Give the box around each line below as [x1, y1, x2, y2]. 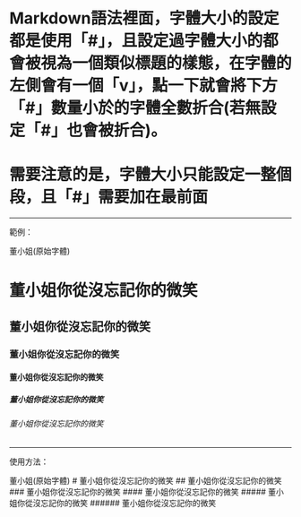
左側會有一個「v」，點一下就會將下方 [9, 75, 278, 96]
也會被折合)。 [66, 120, 168, 141]
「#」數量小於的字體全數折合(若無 [9, 98, 262, 118]
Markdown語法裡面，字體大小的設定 [9, 8, 279, 29]
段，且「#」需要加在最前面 [9, 187, 209, 207]
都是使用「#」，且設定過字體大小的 [9, 30, 263, 51]
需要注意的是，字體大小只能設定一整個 [9, 165, 293, 185]
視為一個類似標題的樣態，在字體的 [40, 53, 293, 73]
